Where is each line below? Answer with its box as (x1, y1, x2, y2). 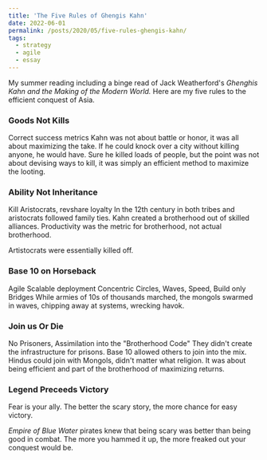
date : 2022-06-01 (8, 19, 66, 27)
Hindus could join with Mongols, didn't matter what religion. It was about (8, 356, 246, 365)
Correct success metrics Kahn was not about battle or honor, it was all (8, 133, 239, 143)
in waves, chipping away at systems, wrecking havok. (8, 301, 185, 310)
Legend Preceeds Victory (8, 383, 109, 395)
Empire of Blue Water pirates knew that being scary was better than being (8, 426, 251, 435)
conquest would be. (8, 443, 74, 453)
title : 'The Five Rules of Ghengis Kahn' (8, 11, 148, 20)
